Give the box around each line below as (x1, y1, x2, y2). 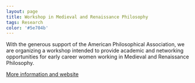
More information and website (6, 71, 79, 78)
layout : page (6, 8, 38, 15)
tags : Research (6, 19, 43, 25)
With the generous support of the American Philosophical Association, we (6, 41, 185, 48)
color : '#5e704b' (6, 25, 49, 31)
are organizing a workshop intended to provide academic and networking (6, 47, 184, 54)
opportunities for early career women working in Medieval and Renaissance (6, 53, 189, 60)
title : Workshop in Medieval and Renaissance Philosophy (6, 14, 149, 20)
